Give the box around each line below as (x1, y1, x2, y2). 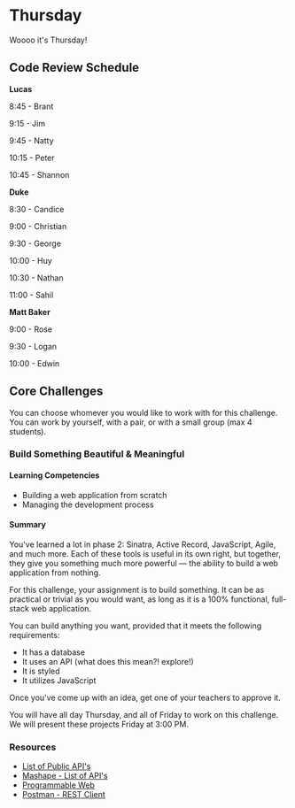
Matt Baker (9, 306, 50, 317)
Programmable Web (21, 780, 96, 790)
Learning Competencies (9, 470, 100, 481)
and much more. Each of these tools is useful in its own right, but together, (9, 548, 282, 558)
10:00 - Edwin (9, 358, 60, 368)
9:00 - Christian (9, 220, 67, 231)
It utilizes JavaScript (21, 674, 97, 686)
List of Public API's (21, 761, 91, 772)
